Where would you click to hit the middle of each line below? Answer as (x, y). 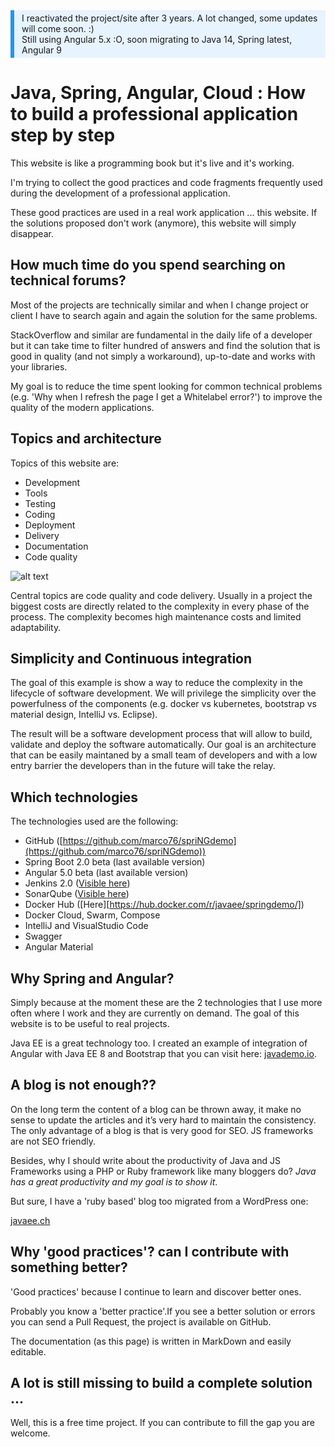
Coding (40, 514)
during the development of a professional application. (120, 193)
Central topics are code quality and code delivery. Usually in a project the (161, 595)
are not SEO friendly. (53, 1141)
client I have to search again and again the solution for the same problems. (164, 315)
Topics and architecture (86, 439)
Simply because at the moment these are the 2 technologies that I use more (166, 1002)
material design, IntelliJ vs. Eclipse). (84, 715)
